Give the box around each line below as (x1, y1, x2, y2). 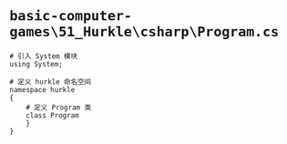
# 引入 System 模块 (9, 51, 78, 61)
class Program (26, 110, 79, 120)
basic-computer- (9, 7, 132, 25)
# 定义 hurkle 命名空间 (9, 77, 91, 87)
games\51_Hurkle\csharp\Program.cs (9, 24, 280, 41)
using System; (9, 59, 64, 68)
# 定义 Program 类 (26, 103, 92, 112)
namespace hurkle (9, 85, 76, 94)
